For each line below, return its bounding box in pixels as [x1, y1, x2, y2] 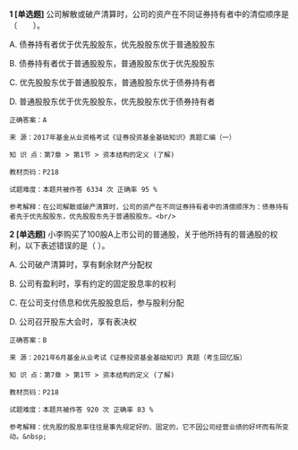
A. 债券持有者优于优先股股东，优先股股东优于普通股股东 [9, 39, 216, 49]
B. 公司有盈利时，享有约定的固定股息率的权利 [9, 278, 176, 289]
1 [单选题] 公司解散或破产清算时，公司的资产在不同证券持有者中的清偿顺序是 [9, 9, 289, 19]
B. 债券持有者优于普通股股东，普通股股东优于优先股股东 [9, 58, 216, 68]
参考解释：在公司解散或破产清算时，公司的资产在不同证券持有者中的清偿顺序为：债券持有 [9, 203, 289, 212]
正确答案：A [9, 116, 47, 125]
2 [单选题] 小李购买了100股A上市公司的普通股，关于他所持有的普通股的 [9, 229, 270, 239]
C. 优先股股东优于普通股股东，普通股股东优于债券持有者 [9, 77, 217, 88]
